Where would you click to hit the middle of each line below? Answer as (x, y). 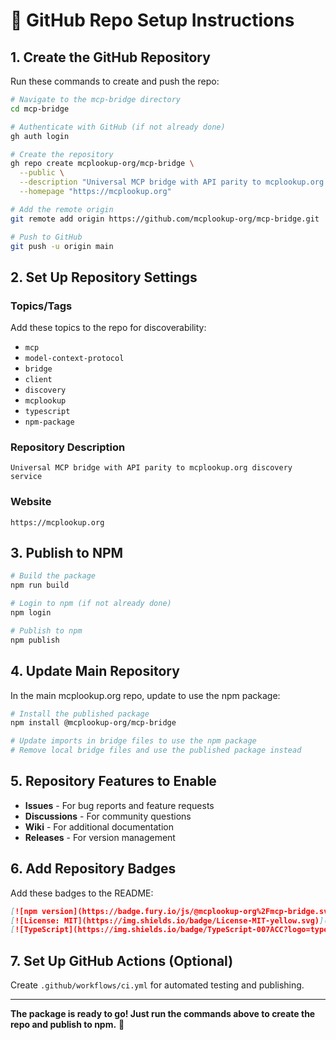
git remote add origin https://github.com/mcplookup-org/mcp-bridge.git (165, 219)
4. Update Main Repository (95, 671)
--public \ (42, 173)
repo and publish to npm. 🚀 (67, 1025)
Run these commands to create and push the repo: (115, 81)
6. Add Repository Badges (93, 869)
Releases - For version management (100, 837)
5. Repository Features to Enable (113, 781)
